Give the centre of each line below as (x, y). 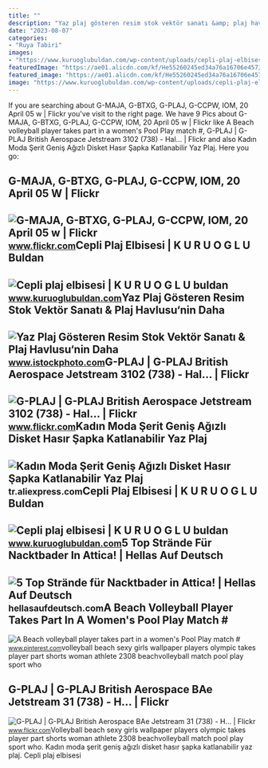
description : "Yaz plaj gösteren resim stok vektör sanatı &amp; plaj (128, 23)
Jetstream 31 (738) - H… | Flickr (89, 702)
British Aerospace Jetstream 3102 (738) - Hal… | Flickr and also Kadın (142, 139)
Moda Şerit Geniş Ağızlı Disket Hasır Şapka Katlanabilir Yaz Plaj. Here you (129, 148)
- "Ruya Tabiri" (35, 45)
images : (21, 53)
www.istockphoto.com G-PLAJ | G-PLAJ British (118, 362)
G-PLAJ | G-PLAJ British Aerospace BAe (110, 689)
